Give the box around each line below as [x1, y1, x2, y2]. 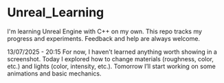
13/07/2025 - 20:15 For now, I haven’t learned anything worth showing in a [7, 48, 218, 56]
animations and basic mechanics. [7, 69, 102, 78]
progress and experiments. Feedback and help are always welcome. [7, 34, 201, 42]
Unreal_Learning [7, 5, 104, 20]
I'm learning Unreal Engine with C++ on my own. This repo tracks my [7, 27, 203, 35]
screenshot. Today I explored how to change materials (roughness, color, [7, 54, 214, 63]
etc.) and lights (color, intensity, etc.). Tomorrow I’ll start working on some [7, 62, 216, 70]
